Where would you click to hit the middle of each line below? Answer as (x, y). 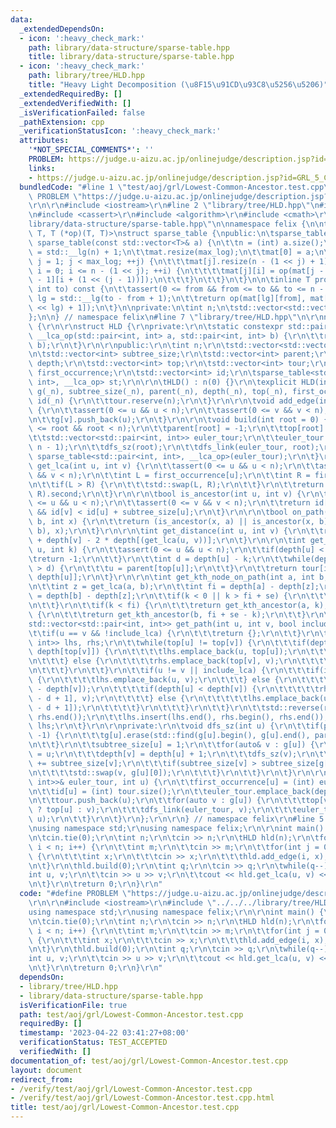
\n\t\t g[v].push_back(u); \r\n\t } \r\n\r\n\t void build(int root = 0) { (178, 419)
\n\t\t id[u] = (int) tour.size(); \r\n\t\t (118, 791)
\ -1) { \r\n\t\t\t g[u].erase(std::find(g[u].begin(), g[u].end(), (169, 736)
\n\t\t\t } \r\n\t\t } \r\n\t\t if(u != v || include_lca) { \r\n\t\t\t (169, 671)
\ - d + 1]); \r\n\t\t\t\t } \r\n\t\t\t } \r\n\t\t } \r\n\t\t (147, 707)
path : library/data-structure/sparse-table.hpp (129, 47)
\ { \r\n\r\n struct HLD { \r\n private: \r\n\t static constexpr (156, 326)
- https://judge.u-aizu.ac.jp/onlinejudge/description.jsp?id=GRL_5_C (178, 177)
